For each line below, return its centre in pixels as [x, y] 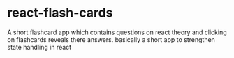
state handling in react [39, 47]
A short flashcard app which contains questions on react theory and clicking [117, 32]
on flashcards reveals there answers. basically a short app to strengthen [111, 39]
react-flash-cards [60, 13]
